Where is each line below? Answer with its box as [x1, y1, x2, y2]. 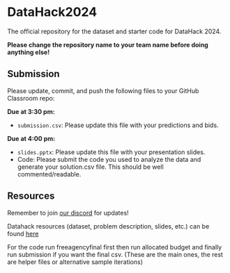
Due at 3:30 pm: [7, 107, 55, 115]
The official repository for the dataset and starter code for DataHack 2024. [7, 27, 222, 35]
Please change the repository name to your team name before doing [7, 40, 209, 49]
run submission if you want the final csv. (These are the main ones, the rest [7, 250, 223, 258]
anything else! [7, 48, 50, 56]
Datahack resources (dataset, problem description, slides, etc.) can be [7, 222, 210, 230]
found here [7, 229, 39, 238]
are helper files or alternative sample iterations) [7, 258, 144, 266]
